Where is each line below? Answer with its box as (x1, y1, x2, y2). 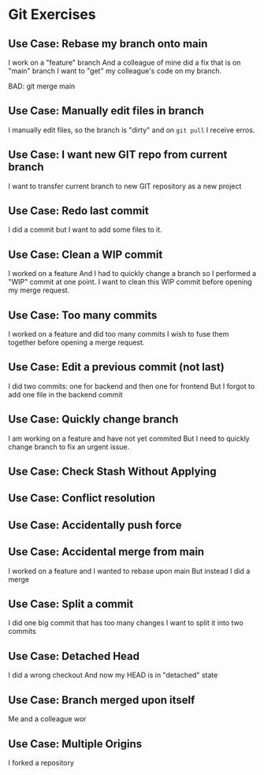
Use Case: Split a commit (8, 598, 134, 611)
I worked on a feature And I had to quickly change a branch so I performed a (8, 269, 257, 278)
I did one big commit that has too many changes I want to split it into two (8, 618, 244, 628)
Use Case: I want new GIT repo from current (8, 148, 228, 162)
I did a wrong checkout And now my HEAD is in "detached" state (8, 670, 218, 680)
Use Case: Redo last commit (8, 204, 149, 218)
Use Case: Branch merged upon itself (8, 693, 195, 706)
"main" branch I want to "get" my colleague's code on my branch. (8, 66, 222, 76)
